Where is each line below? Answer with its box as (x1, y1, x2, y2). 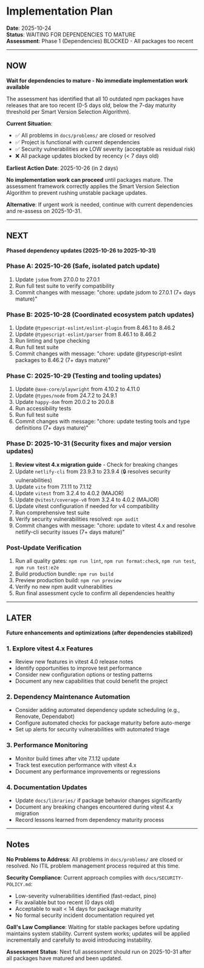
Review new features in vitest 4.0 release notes (15, 658, 134, 666)
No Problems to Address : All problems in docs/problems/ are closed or (6, 855, 183, 863)
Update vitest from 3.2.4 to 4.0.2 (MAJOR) (15, 489, 124, 496)
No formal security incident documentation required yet (15, 911, 155, 919)
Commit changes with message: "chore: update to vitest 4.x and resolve (15, 521, 196, 529)
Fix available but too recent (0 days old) (15, 899, 115, 906)
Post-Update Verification (6, 543, 82, 552)
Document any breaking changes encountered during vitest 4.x (15, 803, 174, 810)
